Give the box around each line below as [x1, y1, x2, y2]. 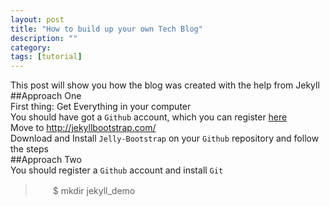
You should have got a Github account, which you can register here [10, 111, 288, 123]
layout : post [10, 14, 65, 25]
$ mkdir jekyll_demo [52, 185, 136, 197]
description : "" [10, 33, 78, 43]
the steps [10, 143, 49, 155]
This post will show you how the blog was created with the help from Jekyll [10, 79, 320, 91]
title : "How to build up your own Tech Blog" [10, 24, 203, 34]
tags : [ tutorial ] [10, 52, 83, 62]
